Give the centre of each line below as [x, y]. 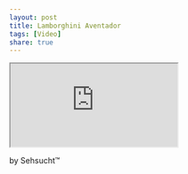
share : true [31, 42]
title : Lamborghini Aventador [65, 26]
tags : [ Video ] [36, 34]
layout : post [33, 17]
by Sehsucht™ [35, 161]
